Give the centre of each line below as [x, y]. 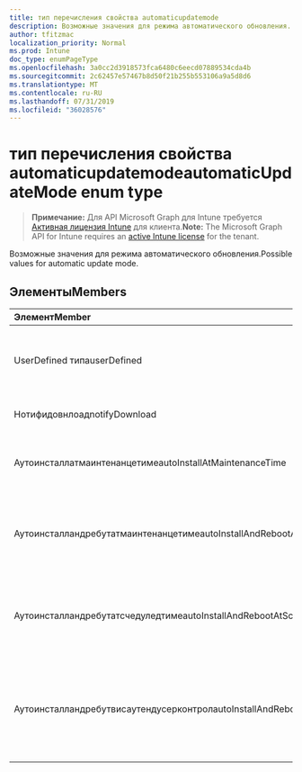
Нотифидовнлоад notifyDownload [85, 414]
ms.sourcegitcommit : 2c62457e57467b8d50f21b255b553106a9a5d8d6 [130, 76]
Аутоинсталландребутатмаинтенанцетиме [107, 534]
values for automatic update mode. [74, 264]
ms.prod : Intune [40, 51]
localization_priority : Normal [68, 43]
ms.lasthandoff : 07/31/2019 [62, 101]
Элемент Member [53, 317]
